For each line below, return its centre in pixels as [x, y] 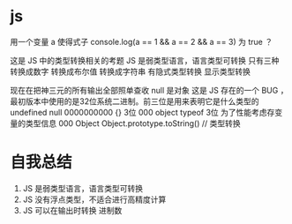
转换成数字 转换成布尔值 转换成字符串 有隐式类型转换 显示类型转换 [130, 71]
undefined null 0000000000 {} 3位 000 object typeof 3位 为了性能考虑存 [142, 112]
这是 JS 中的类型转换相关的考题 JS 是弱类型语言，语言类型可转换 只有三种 [145, 60]
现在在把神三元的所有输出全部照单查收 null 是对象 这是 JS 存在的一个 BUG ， [149, 90]
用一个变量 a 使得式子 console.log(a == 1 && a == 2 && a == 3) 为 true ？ [141, 41]
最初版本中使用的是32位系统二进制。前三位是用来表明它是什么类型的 [135, 101]
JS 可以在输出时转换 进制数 [72, 210]
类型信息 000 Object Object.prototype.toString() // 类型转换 [133, 123]
